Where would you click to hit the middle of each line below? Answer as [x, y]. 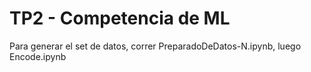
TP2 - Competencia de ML [120, 18]
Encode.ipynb [38, 56]
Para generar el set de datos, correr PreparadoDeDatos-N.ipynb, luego [155, 46]
